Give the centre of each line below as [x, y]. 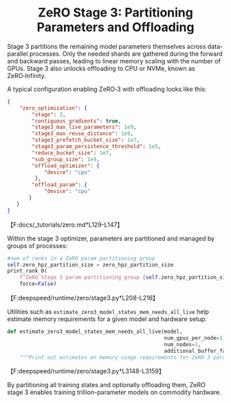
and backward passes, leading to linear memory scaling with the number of [114, 61]
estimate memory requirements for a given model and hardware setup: [107, 319]
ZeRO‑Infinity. [27, 75]
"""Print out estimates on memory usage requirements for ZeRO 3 [115, 357]
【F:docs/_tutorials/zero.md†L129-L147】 [65, 225]
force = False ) [38, 284]
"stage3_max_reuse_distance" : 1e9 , [83, 134]
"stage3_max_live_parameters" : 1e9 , [84, 127]
